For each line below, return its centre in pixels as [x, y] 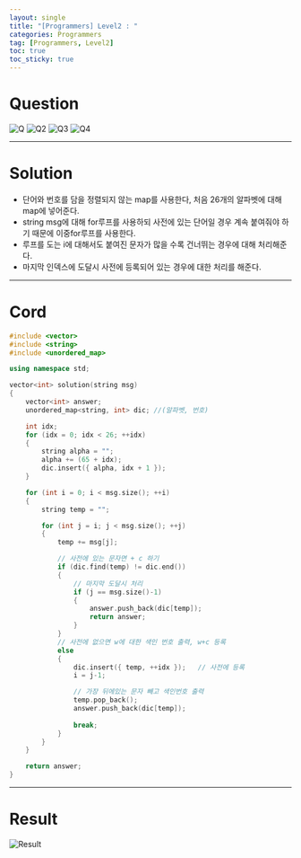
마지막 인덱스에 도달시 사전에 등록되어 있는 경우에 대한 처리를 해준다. [142, 267]
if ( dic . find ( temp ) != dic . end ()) [121, 567]
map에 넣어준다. [51, 210]
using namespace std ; [50, 369]
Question [44, 104]
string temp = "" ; [76, 509]
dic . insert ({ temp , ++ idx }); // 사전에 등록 [159, 667]
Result [34, 819]
